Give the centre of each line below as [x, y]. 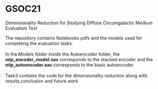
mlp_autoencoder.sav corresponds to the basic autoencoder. [70, 65]
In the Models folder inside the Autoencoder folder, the [63, 54]
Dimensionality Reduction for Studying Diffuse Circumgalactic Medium [79, 23]
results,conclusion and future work [42, 81]
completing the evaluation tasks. [39, 43]
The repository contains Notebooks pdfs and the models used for [74, 38]
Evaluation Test [21, 28]
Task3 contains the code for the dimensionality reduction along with [76, 75]
